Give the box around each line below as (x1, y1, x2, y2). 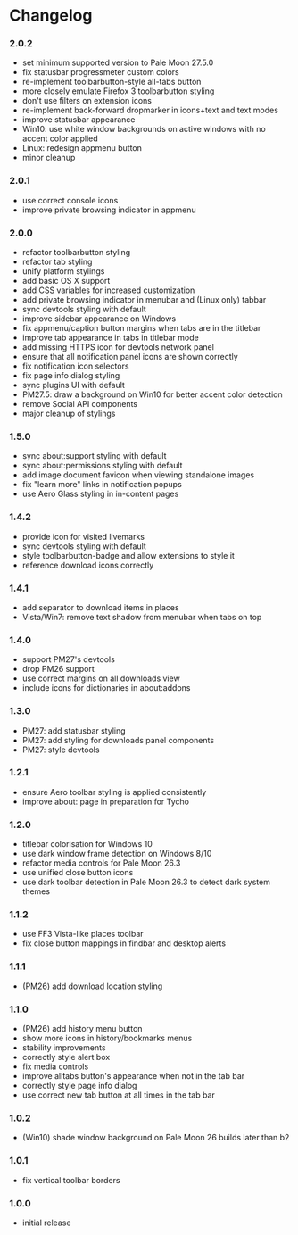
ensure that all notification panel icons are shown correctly (21, 352, 238, 362)
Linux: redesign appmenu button (21, 143, 143, 153)
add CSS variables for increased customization (21, 285, 195, 295)
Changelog (9, 5, 93, 26)
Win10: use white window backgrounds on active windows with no (21, 124, 266, 135)
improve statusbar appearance (21, 114, 136, 125)
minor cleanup (21, 153, 76, 163)
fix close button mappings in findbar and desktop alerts (21, 938, 226, 949)
